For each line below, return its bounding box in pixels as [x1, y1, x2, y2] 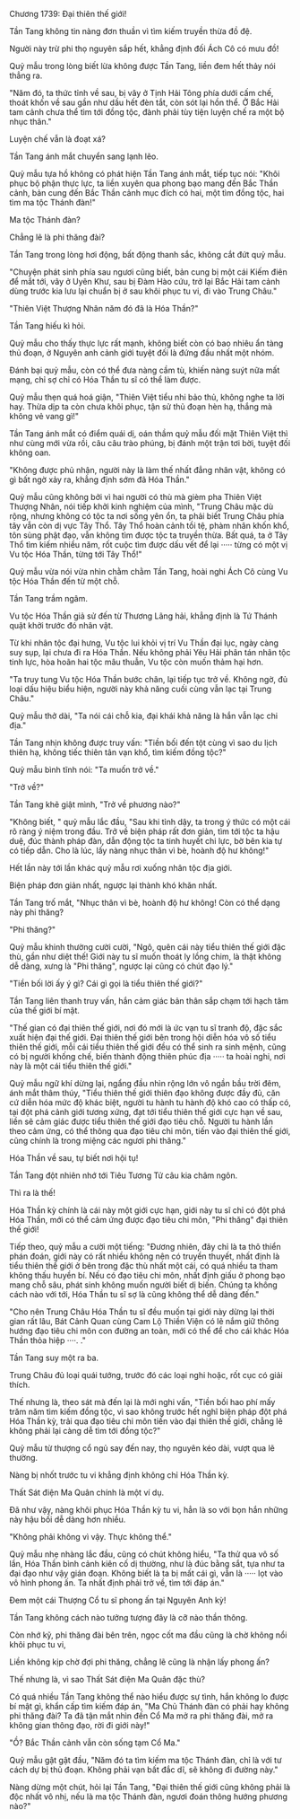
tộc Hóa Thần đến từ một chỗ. [9, 576, 120, 586]
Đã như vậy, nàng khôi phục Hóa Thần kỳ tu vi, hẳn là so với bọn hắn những [9, 1505, 288, 1515]
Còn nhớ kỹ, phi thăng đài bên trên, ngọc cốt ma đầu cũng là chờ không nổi [9, 1630, 287, 1640]
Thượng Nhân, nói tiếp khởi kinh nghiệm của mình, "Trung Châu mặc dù [9, 501, 274, 512]
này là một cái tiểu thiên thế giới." [9, 1060, 133, 1071]
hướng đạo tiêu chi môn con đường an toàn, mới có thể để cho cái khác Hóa [9, 1325, 289, 1336]
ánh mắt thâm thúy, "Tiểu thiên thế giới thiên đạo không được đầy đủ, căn [9, 1087, 280, 1098]
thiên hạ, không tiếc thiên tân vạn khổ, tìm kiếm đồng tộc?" [9, 747, 227, 758]
